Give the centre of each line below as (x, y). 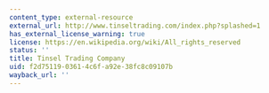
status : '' (29, 50)
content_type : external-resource (71, 17)
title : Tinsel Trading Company (67, 58)
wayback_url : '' (39, 75)
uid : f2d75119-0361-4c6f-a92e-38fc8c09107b (91, 67)
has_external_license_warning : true (77, 34)
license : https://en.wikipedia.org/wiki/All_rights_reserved (125, 42)
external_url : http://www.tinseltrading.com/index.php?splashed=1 (135, 26)
